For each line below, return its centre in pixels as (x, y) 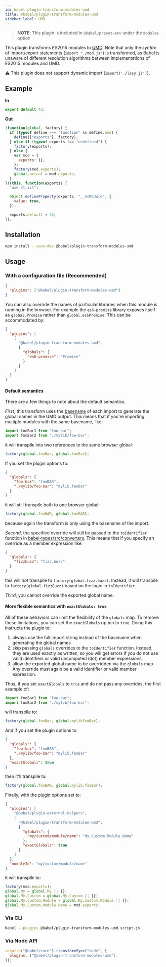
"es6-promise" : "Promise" (54, 357)
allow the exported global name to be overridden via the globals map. (83, 664)
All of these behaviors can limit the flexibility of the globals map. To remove (82, 617)
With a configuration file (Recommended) (56, 276)
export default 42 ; (25, 110)
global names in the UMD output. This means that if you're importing (75, 417)
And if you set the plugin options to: (41, 730)
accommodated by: (25, 320)
